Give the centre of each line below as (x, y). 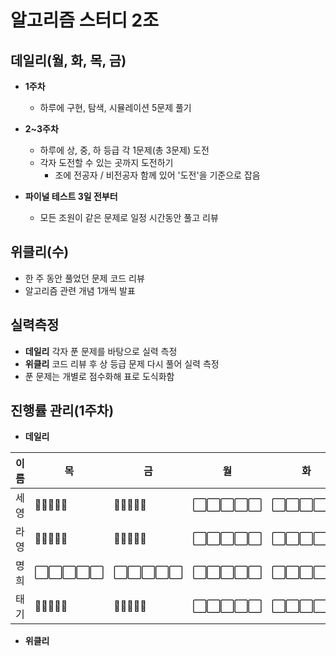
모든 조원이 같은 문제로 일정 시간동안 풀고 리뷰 (129, 217)
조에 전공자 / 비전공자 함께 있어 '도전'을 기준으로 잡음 (157, 175)
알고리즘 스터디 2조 (84, 20)
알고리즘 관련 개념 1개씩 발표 (80, 290)
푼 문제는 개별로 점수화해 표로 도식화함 (99, 376)
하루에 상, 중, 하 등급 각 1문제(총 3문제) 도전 (124, 150)
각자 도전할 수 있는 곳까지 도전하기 (106, 162)
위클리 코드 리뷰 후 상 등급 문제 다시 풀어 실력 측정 (122, 363)
